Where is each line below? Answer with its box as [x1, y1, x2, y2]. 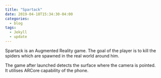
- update [9, 35, 27, 39]
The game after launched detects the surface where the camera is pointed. [5, 62, 156, 68]
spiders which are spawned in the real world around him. [5, 53, 120, 58]
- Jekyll [9, 30, 27, 35]
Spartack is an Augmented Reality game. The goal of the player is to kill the [5, 47, 156, 54]
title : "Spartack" [5, 7, 42, 12]
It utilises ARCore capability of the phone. [5, 67, 89, 73]
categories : [5, 16, 29, 21]
